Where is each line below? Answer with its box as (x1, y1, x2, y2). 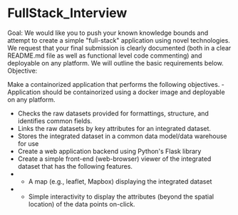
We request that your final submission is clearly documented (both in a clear (7, 43, 232, 52)
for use (17, 139, 39, 147)
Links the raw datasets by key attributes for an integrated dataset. (17, 124, 212, 132)
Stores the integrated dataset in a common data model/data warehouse (17, 132, 227, 140)
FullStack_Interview (7, 5, 128, 21)
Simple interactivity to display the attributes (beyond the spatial (28, 192, 214, 201)
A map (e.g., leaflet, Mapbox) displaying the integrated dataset (28, 177, 212, 186)
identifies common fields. (17, 116, 93, 125)
